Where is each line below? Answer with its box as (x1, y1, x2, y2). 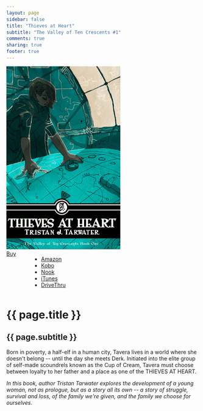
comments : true (6, 35, 45, 42)
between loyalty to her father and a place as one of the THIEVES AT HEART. (6, 368, 197, 375)
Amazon (41, 255, 62, 262)
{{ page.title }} (6, 308, 82, 322)
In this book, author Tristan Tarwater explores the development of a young (6, 379, 194, 387)
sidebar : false (6, 16, 45, 23)
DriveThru (41, 281, 66, 288)
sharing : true (6, 42, 43, 48)
